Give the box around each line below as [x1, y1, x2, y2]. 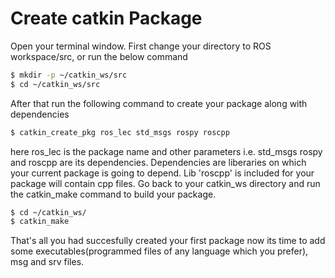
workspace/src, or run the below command [10, 50, 188, 62]
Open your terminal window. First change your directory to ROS [10, 40, 272, 52]
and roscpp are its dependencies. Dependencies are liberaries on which [10, 156, 307, 168]
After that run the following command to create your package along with [10, 97, 308, 109]
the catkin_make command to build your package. [10, 188, 217, 200]
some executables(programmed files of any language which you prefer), [10, 245, 309, 257]
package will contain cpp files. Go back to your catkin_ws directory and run [10, 177, 321, 189]
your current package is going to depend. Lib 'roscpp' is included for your [10, 167, 315, 179]
